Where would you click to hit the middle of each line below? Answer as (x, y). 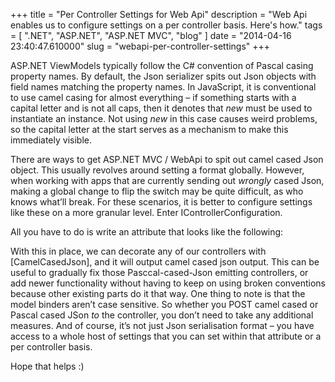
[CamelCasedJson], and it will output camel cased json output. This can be (165, 262)
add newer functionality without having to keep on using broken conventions (168, 283)
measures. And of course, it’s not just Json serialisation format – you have (162, 325)
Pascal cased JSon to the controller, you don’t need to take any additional (162, 315)
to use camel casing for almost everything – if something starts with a (153, 97)
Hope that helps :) (47, 366)
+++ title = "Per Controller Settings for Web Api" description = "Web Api (159, 14)
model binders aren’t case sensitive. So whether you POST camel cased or (164, 304)
